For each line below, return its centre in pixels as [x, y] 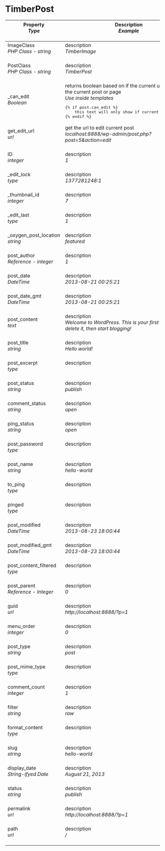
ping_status [21, 423]
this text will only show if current [117, 112]
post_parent [21, 585]
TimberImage [81, 51]
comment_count [26, 687]
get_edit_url [21, 131]
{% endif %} [78, 116]
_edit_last [18, 215]
